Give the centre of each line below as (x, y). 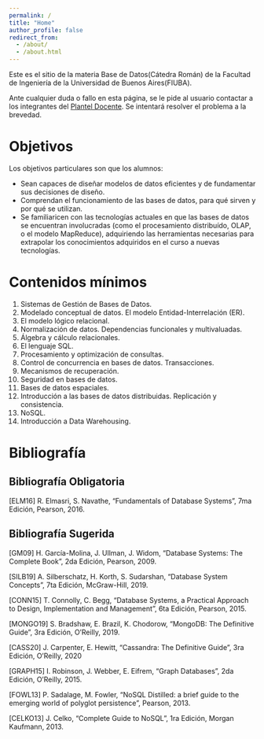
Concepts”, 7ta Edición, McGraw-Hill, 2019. (79, 585)
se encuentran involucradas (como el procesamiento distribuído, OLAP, (136, 225)
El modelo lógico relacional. (65, 320)
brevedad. (26, 115)
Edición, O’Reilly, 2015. (46, 679)
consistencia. (42, 404)
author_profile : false (46, 30)
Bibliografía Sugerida (62, 534)
